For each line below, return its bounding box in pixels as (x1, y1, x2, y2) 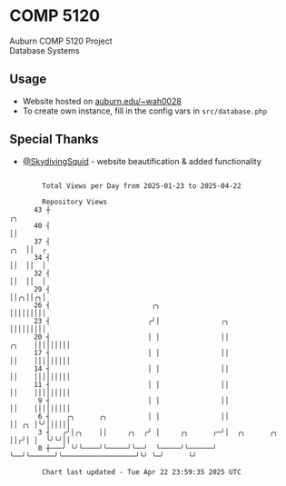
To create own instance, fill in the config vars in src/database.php (22, 105, 268, 116)
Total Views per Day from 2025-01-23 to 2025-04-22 (42, 181, 242, 191)
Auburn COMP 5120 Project (9, 35, 113, 46)
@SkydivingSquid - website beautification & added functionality (22, 155, 261, 166)
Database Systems (9, 45, 80, 55)
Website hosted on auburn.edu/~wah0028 (22, 95, 182, 106)
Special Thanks (9, 132, 99, 147)
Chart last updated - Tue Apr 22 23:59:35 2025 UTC (42, 467, 242, 477)
